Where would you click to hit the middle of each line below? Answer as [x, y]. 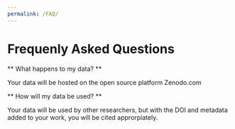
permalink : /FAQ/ [33, 14]
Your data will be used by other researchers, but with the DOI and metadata [118, 110]
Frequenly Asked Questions [91, 49]
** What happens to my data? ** [55, 69]
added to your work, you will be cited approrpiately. [83, 117]
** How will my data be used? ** [55, 96]
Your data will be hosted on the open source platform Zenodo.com [104, 82]
